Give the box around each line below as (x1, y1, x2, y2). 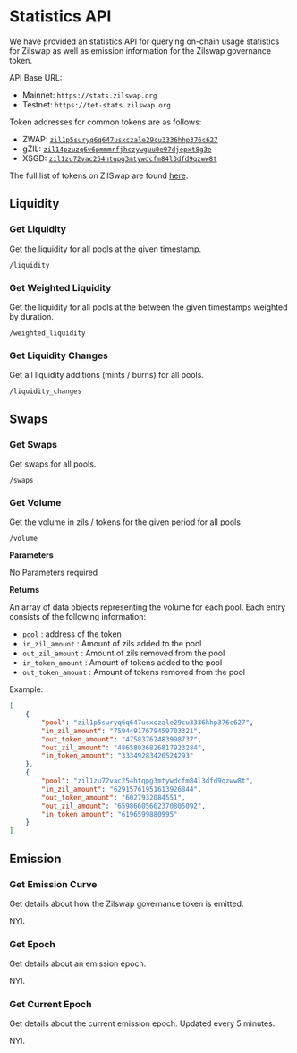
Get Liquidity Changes (9, 349, 109, 362)
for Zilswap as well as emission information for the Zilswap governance (9, 45, 271, 56)
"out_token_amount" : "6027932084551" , (41, 792, 186, 802)
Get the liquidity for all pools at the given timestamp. (9, 244, 202, 254)
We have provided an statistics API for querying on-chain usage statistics (9, 36, 280, 47)
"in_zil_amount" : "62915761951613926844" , (41, 784, 202, 793)
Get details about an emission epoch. (9, 958, 147, 969)
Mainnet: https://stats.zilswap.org (21, 90, 157, 100)
